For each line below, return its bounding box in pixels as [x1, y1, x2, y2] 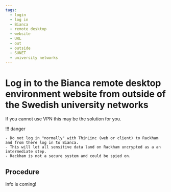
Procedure [5, 167, 40, 176]
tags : [5, 7, 17, 13]
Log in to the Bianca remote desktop [5, 77, 161, 89]
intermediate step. [5, 149, 47, 154]
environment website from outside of [5, 88, 166, 100]
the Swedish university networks [5, 99, 149, 111]
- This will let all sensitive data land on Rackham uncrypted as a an [5, 144, 161, 150]
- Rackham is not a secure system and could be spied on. [5, 154, 131, 159]
